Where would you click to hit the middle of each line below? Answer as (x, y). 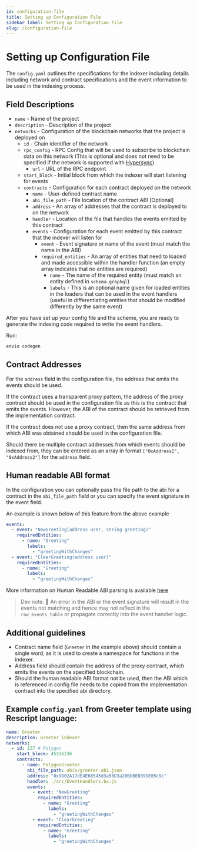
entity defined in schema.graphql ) (90, 281)
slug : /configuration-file (39, 28)
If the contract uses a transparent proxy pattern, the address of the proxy (95, 396)
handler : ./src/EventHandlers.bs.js (72, 781)
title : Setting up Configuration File (54, 17)
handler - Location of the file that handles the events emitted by (109, 219)
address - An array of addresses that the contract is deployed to (109, 206)
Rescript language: (42, 718)
